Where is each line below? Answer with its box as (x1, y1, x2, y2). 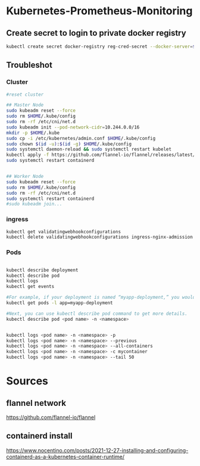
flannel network (6, 398, 67, 408)
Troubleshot (6, 60, 52, 70)
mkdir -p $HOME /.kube (6, 130, 60, 136)
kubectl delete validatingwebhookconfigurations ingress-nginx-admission (6, 234, 193, 240)
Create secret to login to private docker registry (6, 28, 186, 38)
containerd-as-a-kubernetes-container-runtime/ (6, 453, 125, 460)
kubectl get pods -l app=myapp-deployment (6, 300, 113, 306)
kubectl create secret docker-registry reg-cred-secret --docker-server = (6, 43, 193, 49)
